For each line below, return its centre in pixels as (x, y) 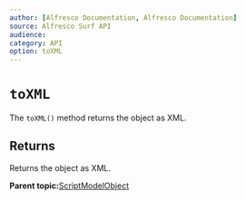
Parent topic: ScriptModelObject (69, 186)
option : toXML (36, 52)
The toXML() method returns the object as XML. (98, 118)
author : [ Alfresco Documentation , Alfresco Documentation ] (123, 18)
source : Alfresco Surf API (60, 26)
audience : (28, 34)
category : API (36, 43)
